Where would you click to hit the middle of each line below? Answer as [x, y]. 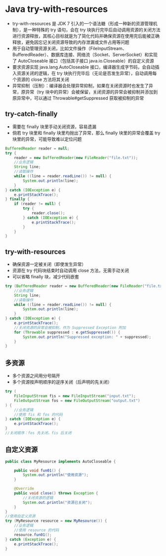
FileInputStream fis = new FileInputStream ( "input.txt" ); [75, 396]
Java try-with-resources [56, 9]
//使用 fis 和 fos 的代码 [38, 414]
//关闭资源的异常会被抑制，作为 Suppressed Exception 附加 [70, 327]
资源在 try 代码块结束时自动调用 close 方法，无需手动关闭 [71, 271]
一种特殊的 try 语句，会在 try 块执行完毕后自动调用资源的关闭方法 [94, 30]
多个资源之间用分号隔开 [36, 376]
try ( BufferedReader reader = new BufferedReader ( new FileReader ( [75, 286]
